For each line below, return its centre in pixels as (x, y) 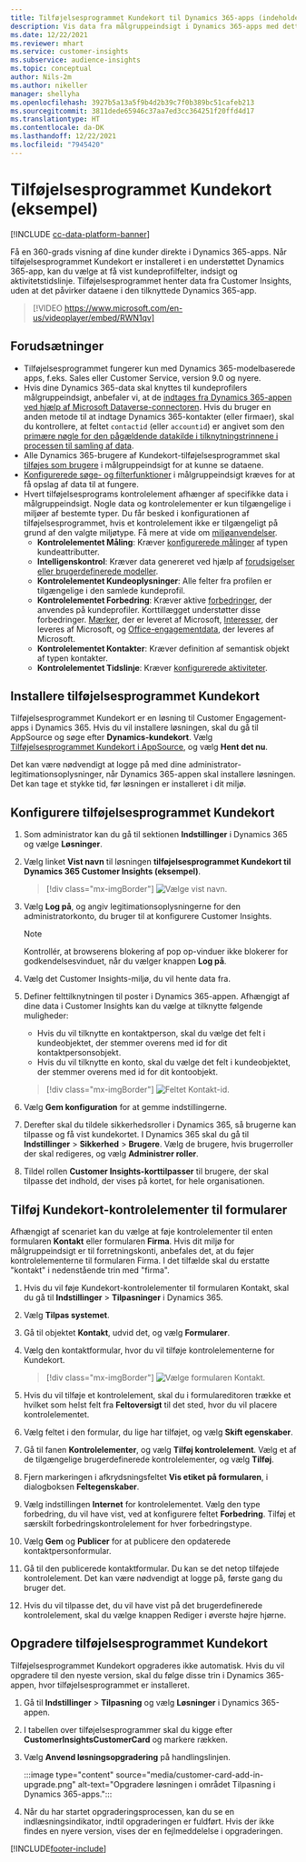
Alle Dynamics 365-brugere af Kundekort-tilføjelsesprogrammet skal (152, 455)
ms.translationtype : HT (55, 119)
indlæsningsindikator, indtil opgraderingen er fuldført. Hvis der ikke (149, 1821)
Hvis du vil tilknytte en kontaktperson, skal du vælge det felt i (151, 1034)
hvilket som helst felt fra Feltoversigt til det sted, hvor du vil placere (150, 1405)
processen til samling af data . (79, 445)
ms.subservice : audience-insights (76, 60)
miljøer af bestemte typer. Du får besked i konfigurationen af (136, 513)
